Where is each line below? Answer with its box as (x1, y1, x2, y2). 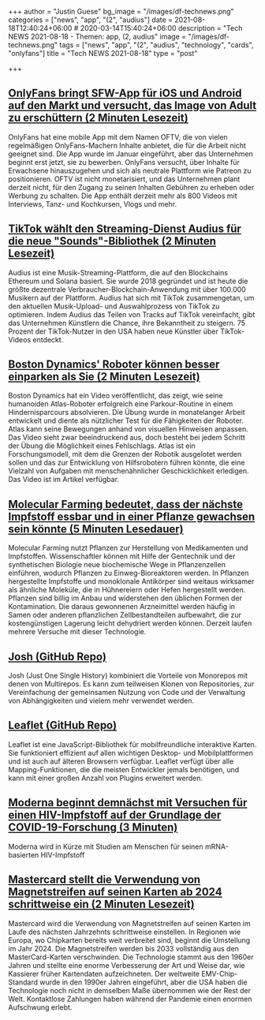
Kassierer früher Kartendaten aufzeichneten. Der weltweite (8, 969, 200, 978)
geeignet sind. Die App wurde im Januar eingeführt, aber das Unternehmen (8, 149, 254, 159)
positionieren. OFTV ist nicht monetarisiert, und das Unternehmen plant (8, 174, 241, 184)
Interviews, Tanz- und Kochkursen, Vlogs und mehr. (8, 199, 177, 208)
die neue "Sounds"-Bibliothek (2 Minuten (8, 234, 217, 248)
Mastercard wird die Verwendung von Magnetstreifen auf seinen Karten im (8, 918, 251, 928)
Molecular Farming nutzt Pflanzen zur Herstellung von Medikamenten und (8, 544, 248, 553)
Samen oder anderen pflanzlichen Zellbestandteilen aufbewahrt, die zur (8, 611, 242, 620)
